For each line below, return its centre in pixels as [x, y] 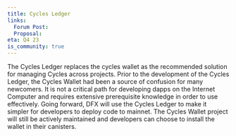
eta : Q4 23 [23, 40]
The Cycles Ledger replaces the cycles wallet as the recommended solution [117, 67]
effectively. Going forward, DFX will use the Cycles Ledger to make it [107, 104]
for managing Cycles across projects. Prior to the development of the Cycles [118, 74]
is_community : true [36, 47]
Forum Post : [31, 27]
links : [17, 20]
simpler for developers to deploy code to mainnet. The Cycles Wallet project [118, 111]
